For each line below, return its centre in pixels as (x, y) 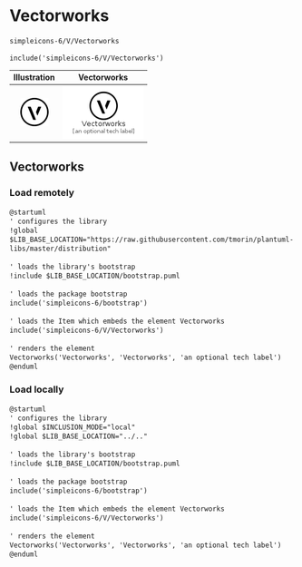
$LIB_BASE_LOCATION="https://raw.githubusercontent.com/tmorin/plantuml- (152, 240)
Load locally (37, 389)
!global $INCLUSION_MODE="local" (73, 427)
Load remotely (42, 192)
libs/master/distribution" (60, 249)
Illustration (34, 77)
